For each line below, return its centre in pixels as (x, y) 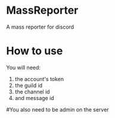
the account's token (39, 79)
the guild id (29, 85)
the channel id (32, 91)
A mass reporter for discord (40, 27)
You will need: (23, 67)
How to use (35, 51)
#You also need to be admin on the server (57, 109)
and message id (35, 98)
